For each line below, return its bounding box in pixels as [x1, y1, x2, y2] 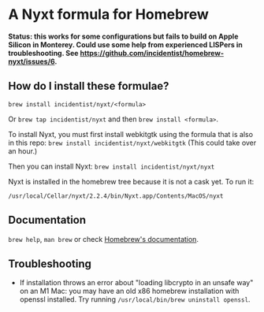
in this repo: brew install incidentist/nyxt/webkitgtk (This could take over [8, 138, 257, 147]
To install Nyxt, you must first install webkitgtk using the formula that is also [8, 129, 254, 139]
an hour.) [8, 146, 38, 155]
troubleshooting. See [8, 48, 79, 58]
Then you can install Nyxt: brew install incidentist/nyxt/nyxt [8, 162, 215, 171]
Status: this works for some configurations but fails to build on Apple [8, 32, 239, 41]
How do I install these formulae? [8, 80, 169, 93]
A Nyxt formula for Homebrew [8, 6, 209, 24]
